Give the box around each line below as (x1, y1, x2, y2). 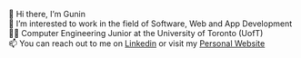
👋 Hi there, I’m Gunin (8, 9, 86, 19)
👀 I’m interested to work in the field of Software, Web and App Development (8, 18, 293, 29)
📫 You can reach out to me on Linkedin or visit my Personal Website (8, 38, 266, 49)
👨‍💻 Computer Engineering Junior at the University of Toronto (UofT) (8, 28, 264, 38)
